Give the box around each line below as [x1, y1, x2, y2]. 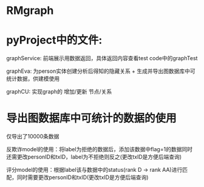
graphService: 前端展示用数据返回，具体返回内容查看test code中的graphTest [6, 55, 198, 62]
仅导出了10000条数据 [6, 133, 59, 140]
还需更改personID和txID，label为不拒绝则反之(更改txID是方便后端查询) [6, 153, 182, 161]
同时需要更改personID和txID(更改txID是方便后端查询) [16, 174, 149, 181]
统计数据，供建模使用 [6, 75, 59, 83]
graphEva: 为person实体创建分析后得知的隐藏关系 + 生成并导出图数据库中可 [6, 67, 195, 75]
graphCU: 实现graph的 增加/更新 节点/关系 [6, 88, 112, 95]
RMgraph [6, 4, 54, 18]
